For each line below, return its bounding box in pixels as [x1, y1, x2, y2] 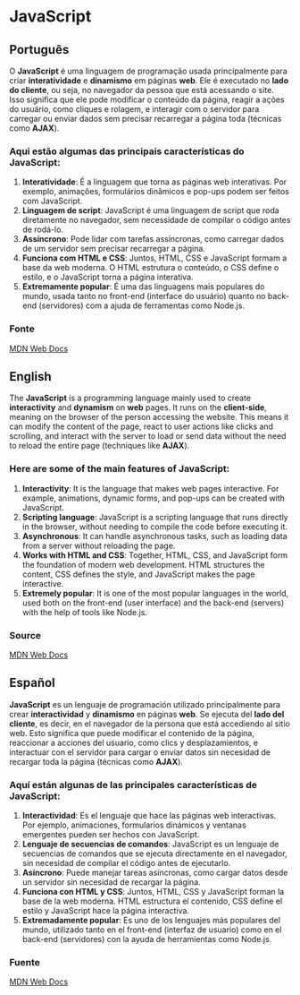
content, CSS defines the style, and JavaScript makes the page [21, 569, 255, 579]
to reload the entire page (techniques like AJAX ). [9, 441, 190, 451]
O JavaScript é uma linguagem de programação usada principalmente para [9, 65, 287, 76]
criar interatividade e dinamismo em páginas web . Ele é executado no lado [9, 75, 289, 86]
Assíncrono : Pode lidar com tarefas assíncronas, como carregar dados [21, 234, 284, 244]
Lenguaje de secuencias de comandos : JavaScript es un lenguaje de [21, 839, 279, 850]
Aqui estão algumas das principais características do [9, 145, 245, 158]
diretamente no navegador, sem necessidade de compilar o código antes [21, 215, 291, 226]
